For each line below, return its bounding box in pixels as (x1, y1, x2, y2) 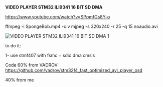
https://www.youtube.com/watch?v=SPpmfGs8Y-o (5, 14, 110, 19)
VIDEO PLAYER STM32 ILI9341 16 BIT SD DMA (5, 4, 103, 10)
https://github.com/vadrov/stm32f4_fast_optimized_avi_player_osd (5, 67, 143, 73)
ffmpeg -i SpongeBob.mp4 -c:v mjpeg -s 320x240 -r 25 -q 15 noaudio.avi (5, 23, 158, 29)
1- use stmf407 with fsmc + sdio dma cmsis (5, 52, 95, 58)
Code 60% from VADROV (5, 62, 58, 68)
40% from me (5, 77, 34, 83)
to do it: (5, 43, 21, 49)
